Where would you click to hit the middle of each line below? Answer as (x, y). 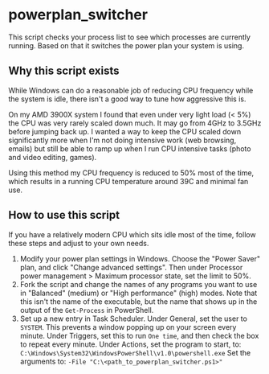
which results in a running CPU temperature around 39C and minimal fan (128, 181)
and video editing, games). (53, 157)
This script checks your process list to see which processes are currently (130, 37)
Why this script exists (64, 71)
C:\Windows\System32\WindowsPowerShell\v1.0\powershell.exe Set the (135, 352)
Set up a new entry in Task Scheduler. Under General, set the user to (133, 319)
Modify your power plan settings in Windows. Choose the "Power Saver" (140, 258)
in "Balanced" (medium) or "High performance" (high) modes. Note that (139, 293)
